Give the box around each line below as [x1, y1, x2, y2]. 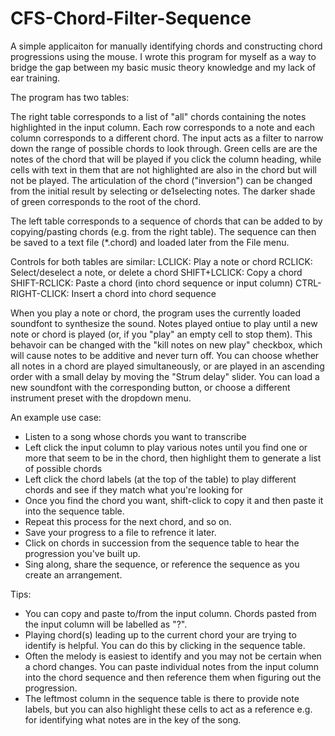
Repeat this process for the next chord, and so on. [24, 515, 232, 527]
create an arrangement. [24, 568, 123, 581]
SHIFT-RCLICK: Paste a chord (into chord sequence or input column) [10, 277, 294, 289]
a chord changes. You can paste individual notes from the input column [24, 660, 320, 672]
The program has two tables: [10, 91, 130, 103]
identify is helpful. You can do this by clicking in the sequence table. [24, 639, 306, 651]
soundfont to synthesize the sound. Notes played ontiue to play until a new [10, 317, 318, 329]
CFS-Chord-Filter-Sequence [10, 7, 252, 30]
